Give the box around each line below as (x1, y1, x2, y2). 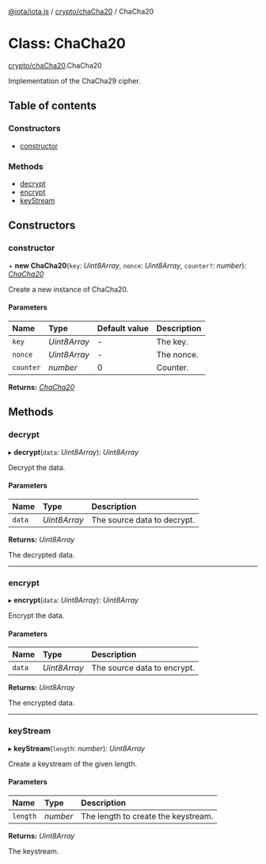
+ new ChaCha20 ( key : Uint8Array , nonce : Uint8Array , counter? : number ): (8, 260, 247, 270)
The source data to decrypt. (91, 514, 196, 525)
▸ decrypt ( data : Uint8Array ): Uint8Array (8, 447, 139, 457)
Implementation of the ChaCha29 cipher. (8, 75, 141, 86)
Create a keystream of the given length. (8, 758, 137, 769)
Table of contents (8, 99, 97, 113)
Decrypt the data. (8, 462, 66, 472)
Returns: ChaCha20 (8, 382, 75, 391)
